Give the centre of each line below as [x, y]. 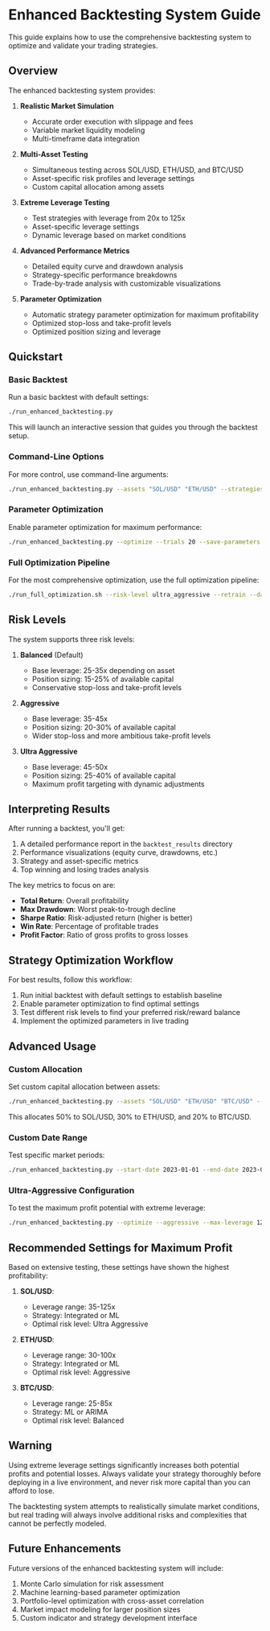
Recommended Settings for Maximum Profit [121, 1248]
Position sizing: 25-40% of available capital [104, 775]
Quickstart [36, 357]
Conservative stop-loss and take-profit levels [107, 687]
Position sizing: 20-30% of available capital [104, 727]
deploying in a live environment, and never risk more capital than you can [129, 1482]
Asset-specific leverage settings [86, 226]
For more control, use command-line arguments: [88, 474]
